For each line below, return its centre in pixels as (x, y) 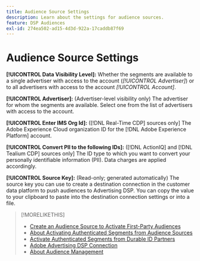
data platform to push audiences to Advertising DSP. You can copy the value (100, 191)
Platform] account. (29, 136)
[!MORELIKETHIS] (43, 215)
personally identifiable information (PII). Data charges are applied (86, 160)
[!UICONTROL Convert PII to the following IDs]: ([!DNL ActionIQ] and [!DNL (99, 148)
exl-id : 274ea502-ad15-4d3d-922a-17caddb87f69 (65, 28)
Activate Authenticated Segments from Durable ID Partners (102, 239)
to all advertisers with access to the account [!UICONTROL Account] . (91, 87)
